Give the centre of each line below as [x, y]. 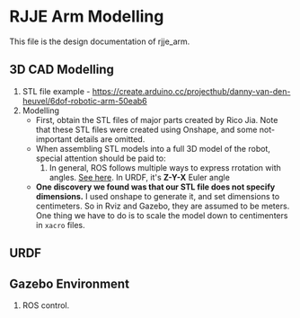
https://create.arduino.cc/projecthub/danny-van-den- [191, 91]
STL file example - [56, 91]
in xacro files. [60, 225]
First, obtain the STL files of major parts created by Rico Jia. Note [157, 119]
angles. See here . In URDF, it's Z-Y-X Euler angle [140, 177]
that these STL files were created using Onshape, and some [146, 129]
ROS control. [46, 305]
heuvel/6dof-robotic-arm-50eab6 [84, 101]
